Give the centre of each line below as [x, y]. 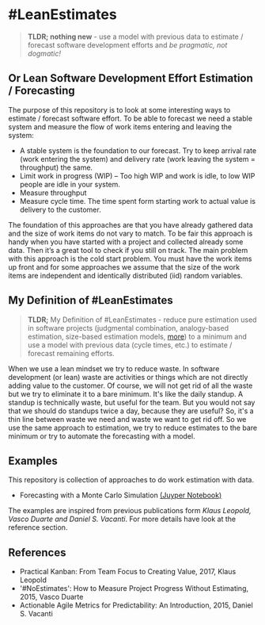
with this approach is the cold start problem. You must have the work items [130, 259]
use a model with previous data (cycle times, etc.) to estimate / [130, 345]
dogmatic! [44, 53]
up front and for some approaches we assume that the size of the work [124, 266]
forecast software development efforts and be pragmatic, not [127, 44]
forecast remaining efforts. [71, 353]
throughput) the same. [56, 167]
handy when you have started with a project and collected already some [126, 242]
